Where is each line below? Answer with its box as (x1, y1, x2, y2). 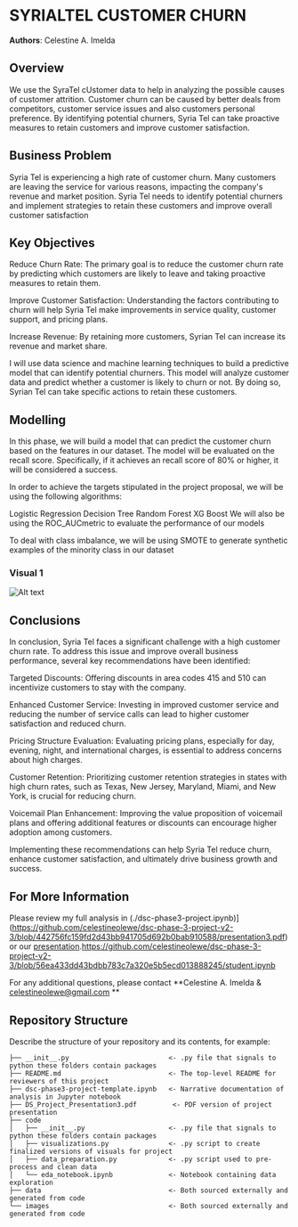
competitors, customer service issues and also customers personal (9, 103, 255, 114)
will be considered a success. (9, 464, 118, 475)
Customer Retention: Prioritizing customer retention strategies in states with (9, 772, 287, 782)
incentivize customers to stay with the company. (9, 683, 187, 693)
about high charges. (9, 755, 83, 765)
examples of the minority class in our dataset (9, 544, 174, 555)
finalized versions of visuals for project (9, 1147, 173, 1156)
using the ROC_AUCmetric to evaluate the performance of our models (9, 518, 265, 528)
